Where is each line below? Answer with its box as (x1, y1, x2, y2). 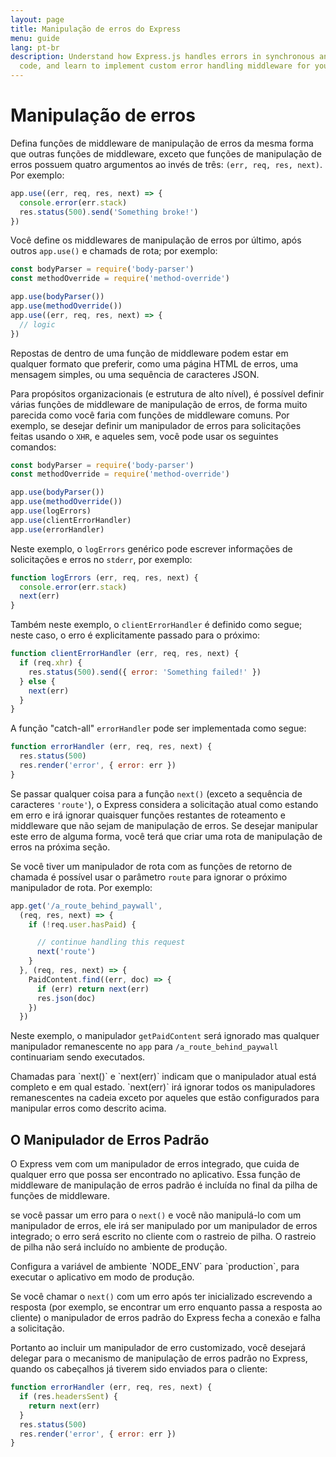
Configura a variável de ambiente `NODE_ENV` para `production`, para (10, 1261, 300, 1273)
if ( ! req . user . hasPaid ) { (28, 919, 137, 930)
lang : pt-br (10, 42, 60, 53)
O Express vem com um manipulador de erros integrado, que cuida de (10, 1158, 300, 1170)
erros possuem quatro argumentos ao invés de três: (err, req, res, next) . (10, 158, 323, 170)
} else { (19, 676, 56, 686)
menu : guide (10, 33, 60, 43)
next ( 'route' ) (36, 947, 97, 957)
